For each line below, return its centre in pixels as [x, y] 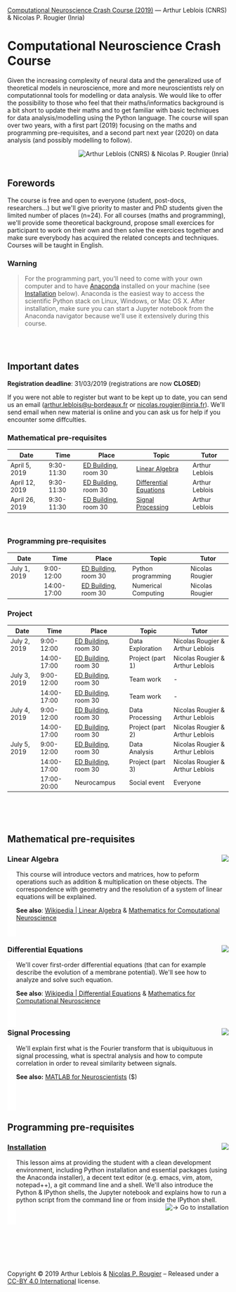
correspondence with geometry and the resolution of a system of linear [119, 889]
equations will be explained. [57, 896]
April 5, [21, 465]
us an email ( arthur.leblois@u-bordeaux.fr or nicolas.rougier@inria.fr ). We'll [116, 404]
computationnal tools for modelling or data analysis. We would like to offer [114, 95]
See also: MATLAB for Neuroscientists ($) [77, 1077]
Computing [149, 593]
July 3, [20, 676]
